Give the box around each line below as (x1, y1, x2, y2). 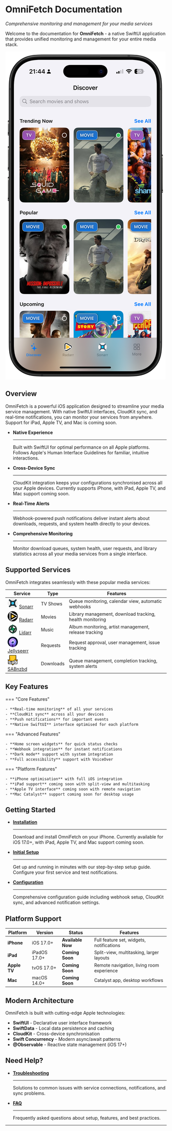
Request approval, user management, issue (69, 639, 160, 646)
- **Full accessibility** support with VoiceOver (5, 757, 114, 762)
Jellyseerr (7, 648, 29, 654)
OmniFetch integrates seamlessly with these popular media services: (5, 579, 150, 585)
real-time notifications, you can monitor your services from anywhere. (5, 414, 153, 420)
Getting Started (5, 806, 56, 814)
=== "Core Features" (5, 696, 50, 702)
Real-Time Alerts (12, 500, 50, 507)
